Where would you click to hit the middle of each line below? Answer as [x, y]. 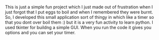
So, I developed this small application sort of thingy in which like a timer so [79, 17]
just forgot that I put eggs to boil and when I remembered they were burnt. [79, 12]
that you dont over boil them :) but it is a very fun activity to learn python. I [79, 22]
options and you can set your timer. [40, 33]
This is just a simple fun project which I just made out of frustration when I [79, 7]
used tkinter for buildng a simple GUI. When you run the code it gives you [78, 27]
